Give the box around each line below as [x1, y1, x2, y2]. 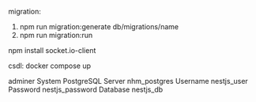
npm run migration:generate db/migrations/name [19, 22, 179, 31]
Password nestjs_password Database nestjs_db [8, 85, 164, 94]
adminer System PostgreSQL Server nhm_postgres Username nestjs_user [8, 77, 249, 85]
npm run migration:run [19, 31, 93, 40]
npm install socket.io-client [8, 46, 96, 55]
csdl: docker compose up [8, 61, 91, 70]
